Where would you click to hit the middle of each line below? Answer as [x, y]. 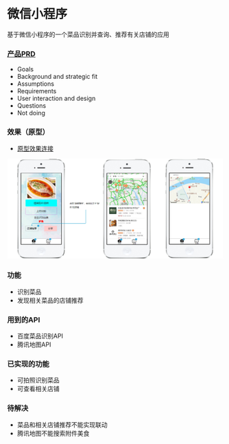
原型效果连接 [35, 148]
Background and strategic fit [57, 77]
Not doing [31, 113]
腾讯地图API [34, 344]
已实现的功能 [28, 364]
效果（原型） [28, 132]
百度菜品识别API [40, 336]
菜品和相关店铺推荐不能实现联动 [62, 424]
